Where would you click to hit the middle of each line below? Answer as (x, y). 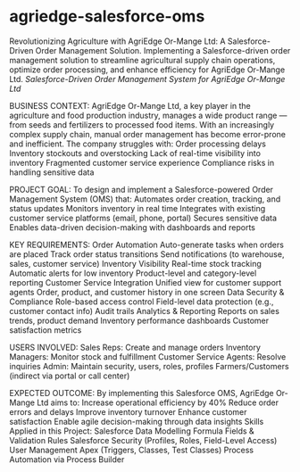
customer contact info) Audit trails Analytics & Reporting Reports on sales (144, 311)
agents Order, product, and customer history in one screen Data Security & (147, 292)
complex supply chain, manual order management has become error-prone (147, 134)
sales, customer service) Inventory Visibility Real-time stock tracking (135, 263)
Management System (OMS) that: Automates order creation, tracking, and (145, 199)
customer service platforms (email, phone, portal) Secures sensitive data (143, 218)
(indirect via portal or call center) (70, 376)
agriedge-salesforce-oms (107, 17)
